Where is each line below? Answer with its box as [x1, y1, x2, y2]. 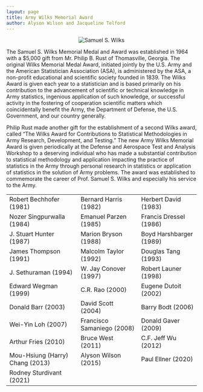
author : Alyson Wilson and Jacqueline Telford [6, 20, 126, 26]
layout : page [6, 8, 39, 15]
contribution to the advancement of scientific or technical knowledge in [6, 87, 184, 94]
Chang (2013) [9, 359, 50, 367]
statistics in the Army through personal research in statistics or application [6, 162, 192, 169]
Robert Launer [141, 265, 182, 273]
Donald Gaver [141, 317, 180, 325]
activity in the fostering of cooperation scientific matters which [6, 100, 163, 107]
